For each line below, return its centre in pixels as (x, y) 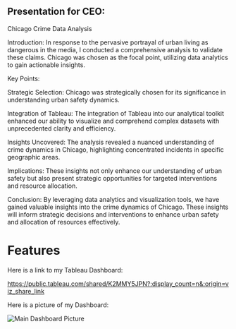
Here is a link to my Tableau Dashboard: (65, 270)
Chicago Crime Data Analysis (50, 28)
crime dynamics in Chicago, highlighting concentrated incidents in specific (116, 149)
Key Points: (24, 78)
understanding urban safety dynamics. (63, 100)
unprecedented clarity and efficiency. (62, 128)
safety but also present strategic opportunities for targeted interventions (112, 178)
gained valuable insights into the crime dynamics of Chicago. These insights (118, 207)
